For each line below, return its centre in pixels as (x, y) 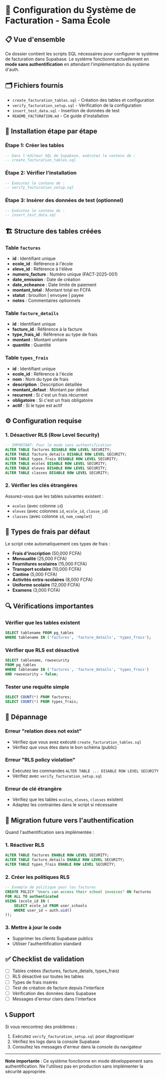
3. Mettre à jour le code (33, 927)
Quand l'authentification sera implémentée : (50, 832)
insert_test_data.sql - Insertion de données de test (66, 110)
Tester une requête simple (37, 687)
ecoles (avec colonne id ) (38, 505)
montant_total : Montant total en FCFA (52, 290)
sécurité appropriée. (26, 1071)
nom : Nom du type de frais (40, 379)
